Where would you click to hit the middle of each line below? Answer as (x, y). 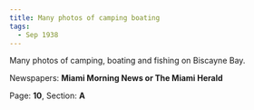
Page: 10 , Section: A (48, 95)
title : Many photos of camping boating (85, 18)
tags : (20, 26)
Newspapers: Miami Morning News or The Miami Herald (117, 78)
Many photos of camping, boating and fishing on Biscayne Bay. (127, 61)
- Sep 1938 (38, 35)
